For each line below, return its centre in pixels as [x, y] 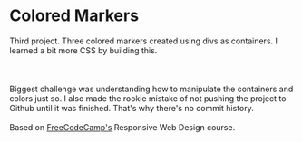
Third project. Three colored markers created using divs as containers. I [144, 41]
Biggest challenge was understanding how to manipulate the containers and [151, 89]
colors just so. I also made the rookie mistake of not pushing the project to [148, 98]
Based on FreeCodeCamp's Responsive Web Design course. [122, 127]
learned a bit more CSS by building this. [83, 50]
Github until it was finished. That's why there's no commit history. [132, 108]
